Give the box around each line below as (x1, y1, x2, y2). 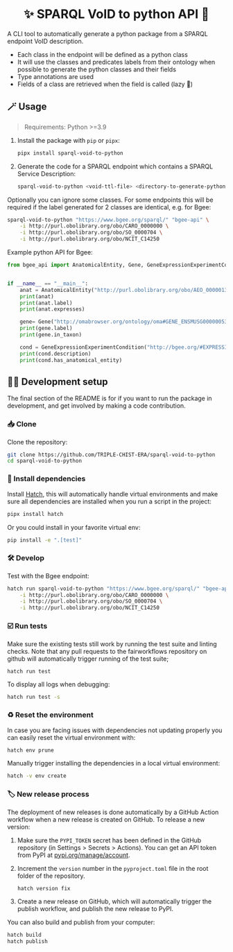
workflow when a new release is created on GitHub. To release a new (7, 815, 205, 824)
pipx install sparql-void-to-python (17, 149, 123, 157)
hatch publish (7, 938, 49, 945)
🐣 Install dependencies (7, 474, 86, 484)
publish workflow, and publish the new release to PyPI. (17, 905, 174, 913)
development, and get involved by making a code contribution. (7, 401, 186, 410)
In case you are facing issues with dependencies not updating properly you (7, 726, 223, 734)
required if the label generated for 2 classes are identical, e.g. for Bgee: (7, 202, 212, 211)
